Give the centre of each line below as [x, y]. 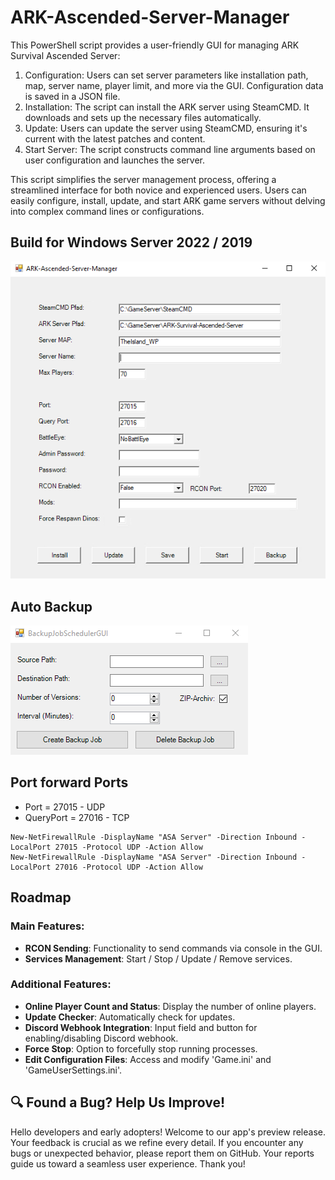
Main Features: [47, 926]
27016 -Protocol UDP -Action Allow [128, 867]
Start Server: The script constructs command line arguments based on [170, 149]
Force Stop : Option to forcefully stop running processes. [141, 1048]
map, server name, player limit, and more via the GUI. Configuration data [174, 85]
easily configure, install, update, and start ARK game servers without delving [168, 200]
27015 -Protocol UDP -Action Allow [128, 847]
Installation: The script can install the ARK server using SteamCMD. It [167, 107]
